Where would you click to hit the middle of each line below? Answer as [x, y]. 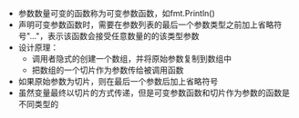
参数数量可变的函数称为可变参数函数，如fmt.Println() [117, 13]
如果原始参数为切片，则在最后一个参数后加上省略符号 [118, 81]
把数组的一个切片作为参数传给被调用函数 [108, 70]
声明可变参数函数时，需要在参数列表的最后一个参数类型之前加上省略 [146, 25]
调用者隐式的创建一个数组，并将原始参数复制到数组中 [132, 59]
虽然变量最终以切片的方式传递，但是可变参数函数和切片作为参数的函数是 [154, 93]
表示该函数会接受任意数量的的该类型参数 [123, 36]
